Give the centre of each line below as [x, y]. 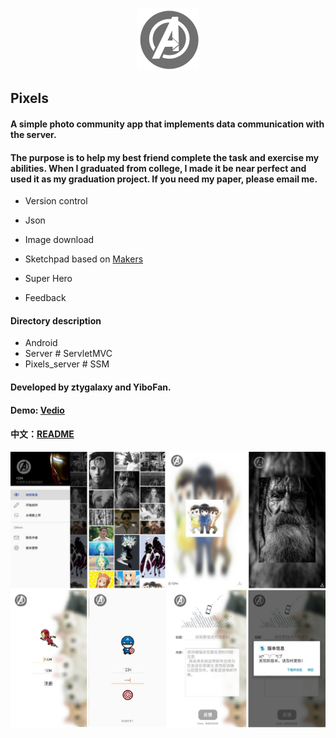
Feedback [45, 298]
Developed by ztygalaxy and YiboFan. [91, 387]
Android [41, 343]
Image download [59, 240]
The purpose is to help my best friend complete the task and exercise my [165, 157]
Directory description [56, 320]
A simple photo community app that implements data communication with [167, 124]
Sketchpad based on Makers [84, 259]
